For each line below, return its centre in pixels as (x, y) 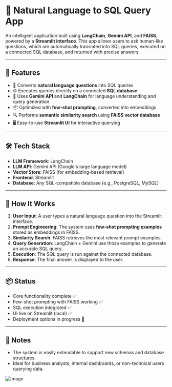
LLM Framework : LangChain (43, 161)
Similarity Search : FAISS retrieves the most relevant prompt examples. (87, 238)
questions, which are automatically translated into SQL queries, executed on (85, 46)
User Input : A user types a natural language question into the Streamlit (87, 216)
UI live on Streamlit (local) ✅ (42, 313)
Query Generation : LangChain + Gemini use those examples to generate (89, 243)
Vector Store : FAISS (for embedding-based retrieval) (68, 172)
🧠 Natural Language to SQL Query (78, 11)
